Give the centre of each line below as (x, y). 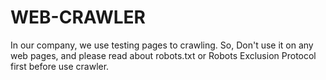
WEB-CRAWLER (78, 17)
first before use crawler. (60, 66)
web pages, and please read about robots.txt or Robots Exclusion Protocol (163, 55)
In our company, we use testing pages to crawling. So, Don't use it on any (162, 45)
